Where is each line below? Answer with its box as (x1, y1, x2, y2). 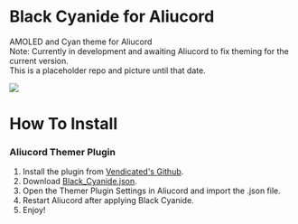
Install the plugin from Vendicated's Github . (22, 166, 184, 177)
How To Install (9, 114, 118, 135)
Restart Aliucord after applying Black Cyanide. (22, 195, 194, 206)
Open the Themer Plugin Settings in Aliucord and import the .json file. (22, 185, 282, 196)
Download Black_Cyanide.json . (22, 176, 137, 187)
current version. (9, 55, 70, 66)
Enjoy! (22, 205, 46, 216)
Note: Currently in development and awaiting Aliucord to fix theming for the (9, 45, 289, 56)
